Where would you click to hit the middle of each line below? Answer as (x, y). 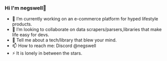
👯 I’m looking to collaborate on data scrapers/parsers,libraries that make (87, 29)
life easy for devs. (30, 35)
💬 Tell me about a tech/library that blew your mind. (64, 40)
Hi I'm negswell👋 (25, 8)
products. (22, 24)
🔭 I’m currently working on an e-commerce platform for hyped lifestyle (85, 19)
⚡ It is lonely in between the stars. (47, 53)
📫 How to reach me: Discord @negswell (54, 46)
